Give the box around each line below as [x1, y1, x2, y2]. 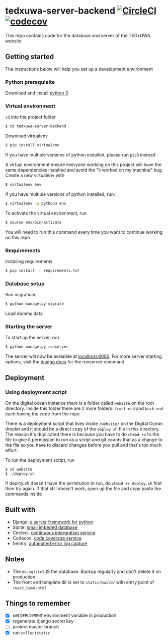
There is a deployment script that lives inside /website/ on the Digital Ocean [5, 420, 163, 426]
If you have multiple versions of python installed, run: [5, 191, 115, 197]
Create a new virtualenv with [5, 172, 64, 179]
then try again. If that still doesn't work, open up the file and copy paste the [5, 485, 161, 492]
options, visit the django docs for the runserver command [5, 359, 125, 365]
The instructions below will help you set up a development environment [5, 66, 153, 72]
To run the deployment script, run [5, 457, 75, 463]
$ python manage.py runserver [5, 344, 69, 349]
